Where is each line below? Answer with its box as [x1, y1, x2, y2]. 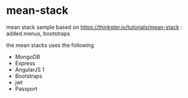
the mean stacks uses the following [6, 41, 95, 49]
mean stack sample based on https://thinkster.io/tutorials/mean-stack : [6, 23, 183, 31]
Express [14, 60, 36, 67]
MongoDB [14, 53, 40, 60]
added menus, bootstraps [6, 29, 70, 37]
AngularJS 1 [14, 66, 45, 73]
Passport [14, 85, 38, 92]
